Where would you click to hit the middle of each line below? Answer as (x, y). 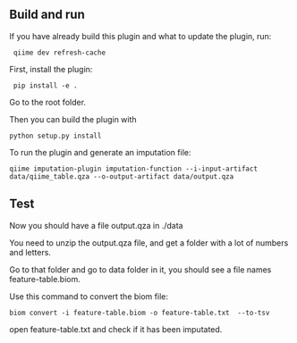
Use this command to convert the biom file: (89, 296)
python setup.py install (55, 136)
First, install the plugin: (51, 69)
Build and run (47, 15)
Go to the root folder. (48, 102)
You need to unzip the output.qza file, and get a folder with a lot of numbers (149, 243)
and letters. (30, 252)
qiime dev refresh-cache (59, 53)
